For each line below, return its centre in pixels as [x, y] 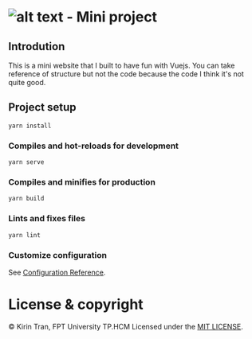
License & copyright [76, 304]
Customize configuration [58, 255]
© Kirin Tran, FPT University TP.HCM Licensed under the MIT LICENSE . [126, 326]
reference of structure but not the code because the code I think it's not [126, 74]
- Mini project [112, 17]
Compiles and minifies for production [82, 182]
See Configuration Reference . [57, 272]
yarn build [26, 199]
